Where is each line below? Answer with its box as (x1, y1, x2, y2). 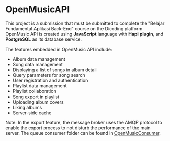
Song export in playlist (12, 93, 60, 100)
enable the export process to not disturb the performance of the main (5, 125, 151, 131)
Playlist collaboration (12, 88, 57, 94)
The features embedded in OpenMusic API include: (5, 46, 113, 52)
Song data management (12, 61, 63, 67)
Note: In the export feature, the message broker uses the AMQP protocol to (5, 119, 162, 125)
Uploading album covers (12, 99, 64, 105)
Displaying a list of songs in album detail (12, 67, 97, 73)
